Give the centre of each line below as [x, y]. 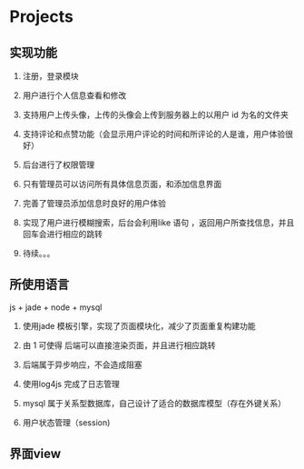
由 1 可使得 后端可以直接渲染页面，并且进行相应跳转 [119, 345]
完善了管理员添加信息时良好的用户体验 [94, 203]
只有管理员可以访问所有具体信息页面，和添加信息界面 [122, 184]
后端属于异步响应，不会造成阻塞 [82, 364]
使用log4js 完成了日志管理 [71, 384]
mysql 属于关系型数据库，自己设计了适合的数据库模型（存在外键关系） [154, 403]
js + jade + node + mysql [56, 307]
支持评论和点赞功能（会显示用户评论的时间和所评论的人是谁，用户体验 [154, 134]
